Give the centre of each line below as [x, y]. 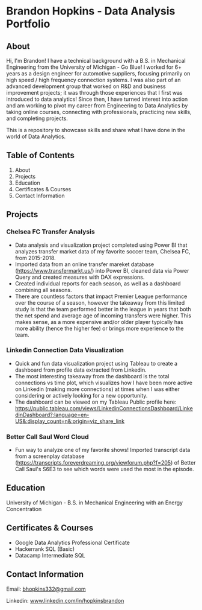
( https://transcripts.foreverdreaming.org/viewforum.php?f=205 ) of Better [105, 463]
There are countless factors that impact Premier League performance [101, 296]
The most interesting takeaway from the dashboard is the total [92, 376]
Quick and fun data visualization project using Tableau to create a [96, 363]
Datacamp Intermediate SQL [50, 555]
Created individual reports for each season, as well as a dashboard [98, 283]
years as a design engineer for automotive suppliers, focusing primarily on [98, 73]
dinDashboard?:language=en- [52, 415]
